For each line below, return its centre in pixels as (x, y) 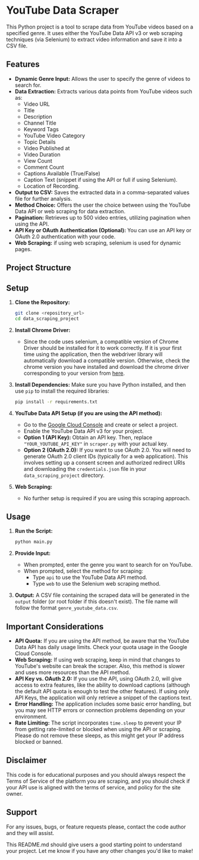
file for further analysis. (43, 198)
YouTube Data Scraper (63, 10)
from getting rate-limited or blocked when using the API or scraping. (98, 729)
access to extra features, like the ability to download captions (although (102, 685)
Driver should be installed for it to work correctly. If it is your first (103, 347)
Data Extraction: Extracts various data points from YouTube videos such (103, 91)
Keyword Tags (41, 129)
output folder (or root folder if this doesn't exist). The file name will (96, 602)
